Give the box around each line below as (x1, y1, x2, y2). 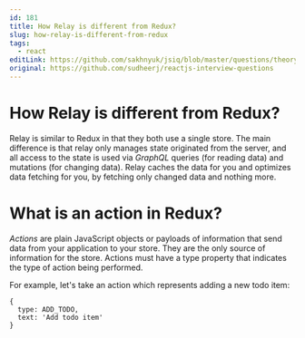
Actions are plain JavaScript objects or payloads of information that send (9, 233, 283, 244)
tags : (9, 38, 30, 48)
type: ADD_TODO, (17, 304, 79, 314)
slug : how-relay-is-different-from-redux (9, 30, 169, 39)
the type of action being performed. (9, 262, 143, 273)
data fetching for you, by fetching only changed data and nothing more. (9, 171, 277, 182)
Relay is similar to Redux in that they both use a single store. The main (9, 132, 271, 143)
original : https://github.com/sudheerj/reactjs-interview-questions (9, 64, 274, 73)
